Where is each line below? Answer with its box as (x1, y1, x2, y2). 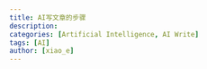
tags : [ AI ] (9, 38, 50, 47)
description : (9, 22, 58, 30)
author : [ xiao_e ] (9, 47, 75, 56)
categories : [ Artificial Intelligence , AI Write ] (9, 30, 200, 39)
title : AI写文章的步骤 (9, 13, 86, 22)
